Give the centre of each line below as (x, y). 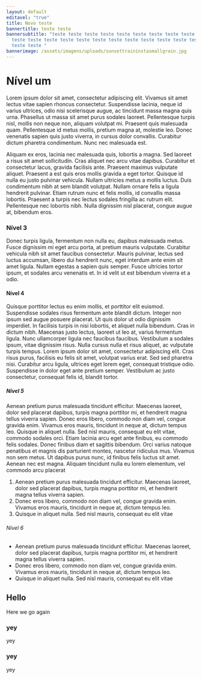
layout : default (26, 12)
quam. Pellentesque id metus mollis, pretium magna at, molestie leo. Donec (99, 130)
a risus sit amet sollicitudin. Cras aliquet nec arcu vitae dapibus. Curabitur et (101, 161)
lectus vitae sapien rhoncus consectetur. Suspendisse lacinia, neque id (94, 104)
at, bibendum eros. (29, 212)
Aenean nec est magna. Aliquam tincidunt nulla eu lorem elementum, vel (96, 464)
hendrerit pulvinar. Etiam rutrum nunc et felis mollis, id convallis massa (93, 193)
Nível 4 (15, 293)
